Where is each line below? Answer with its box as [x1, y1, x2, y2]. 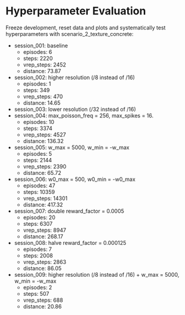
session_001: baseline [14, 42, 68, 49]
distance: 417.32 [23, 201, 63, 208]
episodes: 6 [23, 48, 53, 55]
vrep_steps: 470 [23, 93, 63, 100]
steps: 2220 [23, 54, 53, 62]
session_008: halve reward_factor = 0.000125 [14, 239, 127, 246]
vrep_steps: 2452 [23, 61, 66, 68]
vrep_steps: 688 [23, 296, 63, 304]
